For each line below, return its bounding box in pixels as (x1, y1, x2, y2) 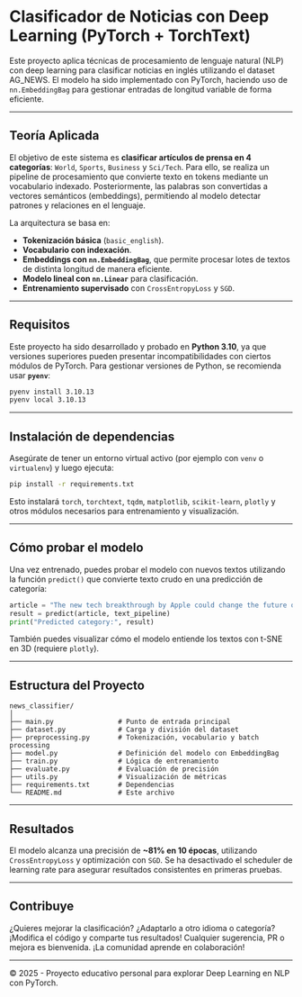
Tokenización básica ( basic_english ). (22, 234, 164, 245)
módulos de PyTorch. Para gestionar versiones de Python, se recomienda (9, 360, 281, 371)
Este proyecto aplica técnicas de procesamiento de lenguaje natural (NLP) (9, 55, 285, 66)
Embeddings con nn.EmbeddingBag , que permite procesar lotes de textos (22, 254, 290, 265)
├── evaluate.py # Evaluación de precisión (9, 765, 219, 774)
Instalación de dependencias (9, 429, 175, 444)
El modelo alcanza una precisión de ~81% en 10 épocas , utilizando (9, 845, 258, 857)
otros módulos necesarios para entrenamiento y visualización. (9, 506, 240, 516)
